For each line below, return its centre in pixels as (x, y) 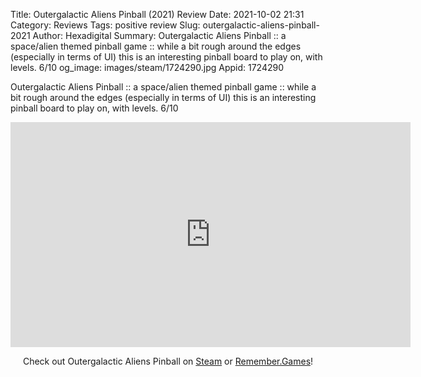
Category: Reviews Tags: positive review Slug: (105, 25)
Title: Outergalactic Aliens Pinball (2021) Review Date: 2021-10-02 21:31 (157, 14)
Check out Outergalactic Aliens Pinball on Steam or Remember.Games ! (168, 361)
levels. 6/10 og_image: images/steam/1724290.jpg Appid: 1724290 (147, 67)
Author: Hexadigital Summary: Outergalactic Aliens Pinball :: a (159, 35)
